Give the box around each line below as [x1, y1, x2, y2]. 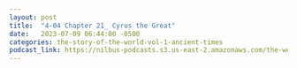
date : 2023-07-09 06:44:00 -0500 [9, 29, 141, 38]
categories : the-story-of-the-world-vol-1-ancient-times [9, 37, 224, 47]
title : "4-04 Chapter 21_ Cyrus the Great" [9, 21, 176, 30]
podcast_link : [9, 46, 62, 55]
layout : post [9, 12, 57, 22]
